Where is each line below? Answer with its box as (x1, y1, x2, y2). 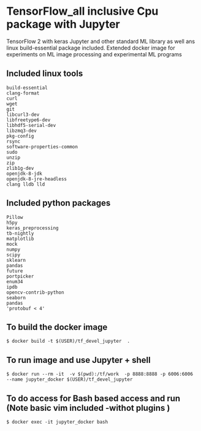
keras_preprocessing (6, 225, 59, 231)
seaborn (6, 294, 26, 301)
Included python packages (6, 198, 111, 208)
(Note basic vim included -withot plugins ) (6, 403, 170, 413)
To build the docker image (6, 322, 108, 332)
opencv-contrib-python (6, 289, 64, 296)
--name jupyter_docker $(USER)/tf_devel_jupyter (6, 376, 133, 383)
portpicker (6, 273, 34, 280)
